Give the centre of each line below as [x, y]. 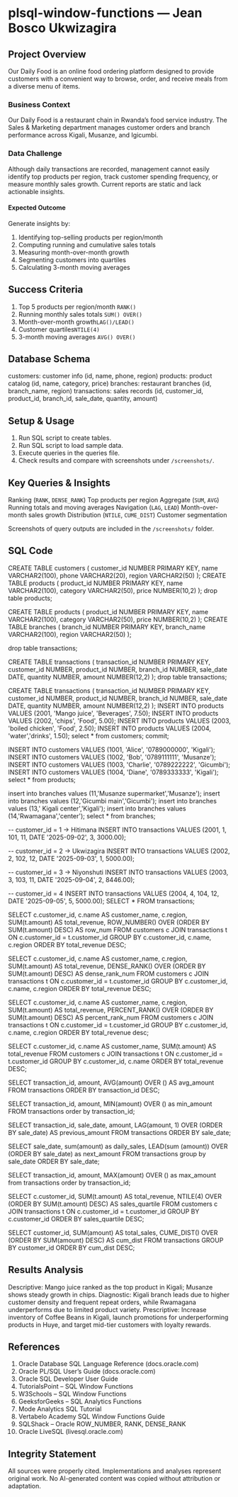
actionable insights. [36, 191]
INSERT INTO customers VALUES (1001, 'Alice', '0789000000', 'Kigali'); [112, 750]
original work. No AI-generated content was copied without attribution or [114, 1479]
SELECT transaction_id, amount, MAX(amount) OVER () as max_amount [112, 1175]
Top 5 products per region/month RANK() [77, 307]
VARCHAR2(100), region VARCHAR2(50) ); [70, 634]
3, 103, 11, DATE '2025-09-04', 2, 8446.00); [72, 879]
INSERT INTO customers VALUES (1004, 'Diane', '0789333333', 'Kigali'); [113, 772]
